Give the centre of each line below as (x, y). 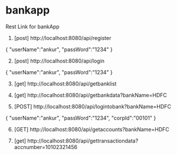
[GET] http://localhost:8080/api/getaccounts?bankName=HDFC (91, 129)
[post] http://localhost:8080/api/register (63, 38)
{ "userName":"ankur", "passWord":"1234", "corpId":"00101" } (81, 118)
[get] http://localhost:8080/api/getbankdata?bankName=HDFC (91, 95)
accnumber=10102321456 (46, 147)
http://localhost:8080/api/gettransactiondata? (83, 141)
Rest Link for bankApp (32, 27)
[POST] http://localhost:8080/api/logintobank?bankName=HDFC (93, 106)
